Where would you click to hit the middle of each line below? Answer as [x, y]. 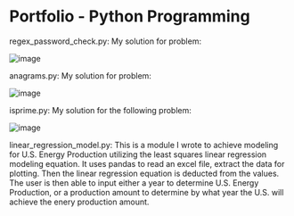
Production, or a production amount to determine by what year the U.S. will [147, 192]
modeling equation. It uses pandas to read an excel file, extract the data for [147, 163]
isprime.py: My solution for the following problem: [100, 110]
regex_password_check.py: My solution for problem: [106, 41]
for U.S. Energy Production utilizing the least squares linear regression [138, 154]
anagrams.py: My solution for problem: [80, 75]
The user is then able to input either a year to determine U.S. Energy [134, 183]
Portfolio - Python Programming [130, 17]
